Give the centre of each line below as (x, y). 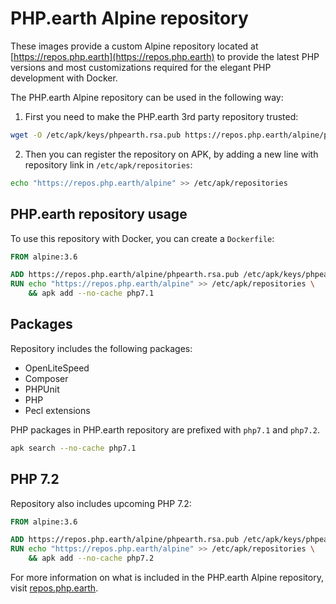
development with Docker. (64, 78)
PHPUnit (42, 389)
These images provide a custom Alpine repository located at (134, 46)
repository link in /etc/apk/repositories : (108, 164)
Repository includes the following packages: (101, 348)
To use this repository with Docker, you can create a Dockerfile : (142, 238)
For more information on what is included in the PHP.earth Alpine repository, (167, 577)
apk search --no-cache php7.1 (73, 448)
